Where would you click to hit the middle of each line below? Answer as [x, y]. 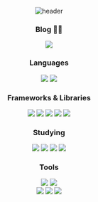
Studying [49, 132]
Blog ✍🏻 [49, 29]
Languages [49, 63]
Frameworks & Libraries [49, 97]
